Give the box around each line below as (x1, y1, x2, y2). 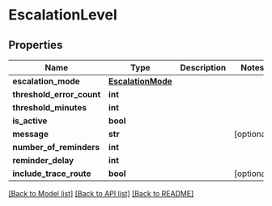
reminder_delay (12, 155, 74, 165)
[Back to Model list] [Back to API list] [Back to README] (8, 189, 194, 198)
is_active (12, 115, 48, 127)
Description (180, 62, 227, 73)
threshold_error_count (12, 89, 101, 100)
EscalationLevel (8, 6, 117, 24)
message (12, 128, 49, 139)
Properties (8, 38, 63, 52)
